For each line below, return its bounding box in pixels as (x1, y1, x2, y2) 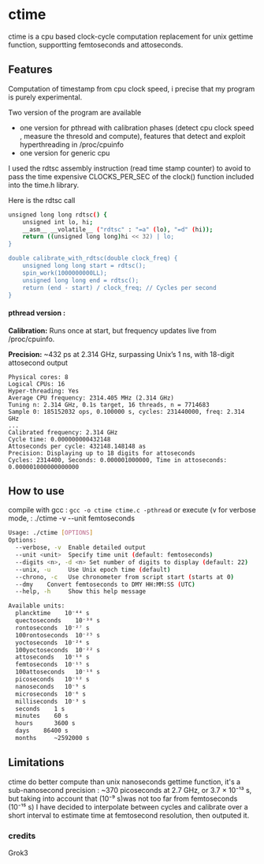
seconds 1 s (15, 704, 65, 712)
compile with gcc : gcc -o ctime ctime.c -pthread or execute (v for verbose (8, 505, 256, 515)
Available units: (8, 602, 65, 610)
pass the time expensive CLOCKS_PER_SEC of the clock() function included (8, 171, 255, 181)
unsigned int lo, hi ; (22, 218, 93, 226)
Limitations (8, 756, 65, 769)
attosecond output (8, 358, 69, 367)
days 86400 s (15, 727, 69, 735)
